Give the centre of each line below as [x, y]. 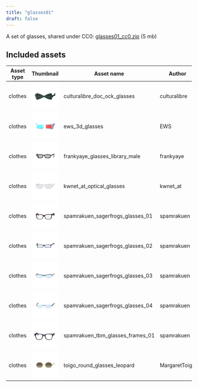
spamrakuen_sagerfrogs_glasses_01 [108, 216]
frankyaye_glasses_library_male [102, 156]
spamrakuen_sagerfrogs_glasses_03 [108, 276]
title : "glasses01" [30, 12]
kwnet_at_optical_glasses [95, 186]
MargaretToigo [178, 365]
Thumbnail [45, 74]
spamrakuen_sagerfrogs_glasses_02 [108, 245]
